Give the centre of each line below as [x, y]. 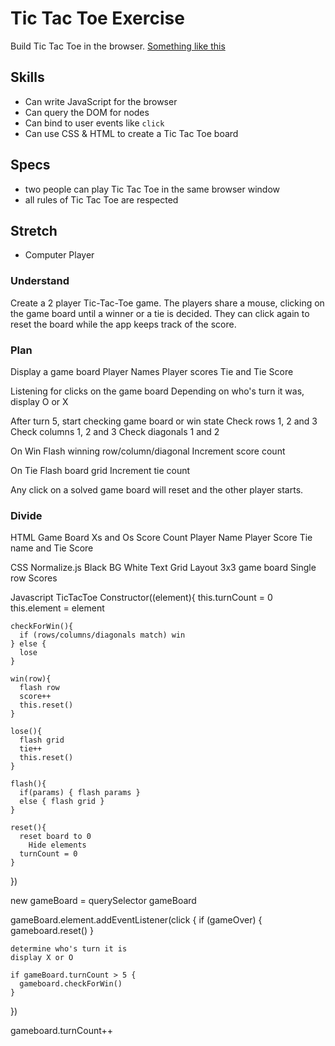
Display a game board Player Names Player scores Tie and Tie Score [152, 371]
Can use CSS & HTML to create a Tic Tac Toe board [131, 133]
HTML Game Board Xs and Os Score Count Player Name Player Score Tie [161, 538]
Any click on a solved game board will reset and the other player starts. [157, 489]
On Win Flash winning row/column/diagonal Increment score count [148, 451]
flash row [39, 688]
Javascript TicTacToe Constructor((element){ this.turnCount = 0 [141, 598]
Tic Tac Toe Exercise [97, 18]
